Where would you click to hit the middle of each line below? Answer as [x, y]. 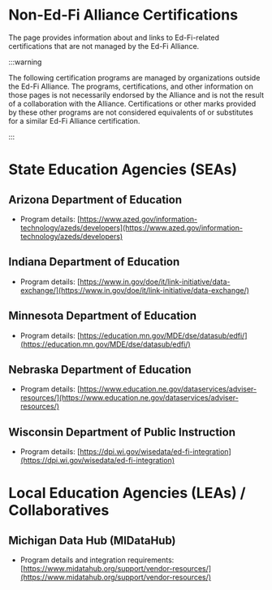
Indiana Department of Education [94, 262]
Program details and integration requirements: [97, 560]
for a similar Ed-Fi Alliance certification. [74, 120]
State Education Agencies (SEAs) [123, 170]
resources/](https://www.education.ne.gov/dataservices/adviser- [130, 398]
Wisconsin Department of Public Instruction [122, 432]
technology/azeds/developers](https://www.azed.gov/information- [132, 227]
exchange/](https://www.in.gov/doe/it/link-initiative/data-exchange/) [135, 290]
